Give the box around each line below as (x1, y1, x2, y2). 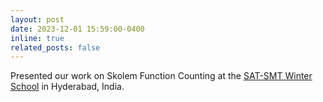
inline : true (10, 33, 65, 43)
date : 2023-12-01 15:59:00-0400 (10, 24, 145, 34)
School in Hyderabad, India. (10, 81, 125, 93)
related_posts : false (10, 42, 101, 53)
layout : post (10, 14, 65, 25)
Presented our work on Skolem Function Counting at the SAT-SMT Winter (10, 70, 313, 82)
